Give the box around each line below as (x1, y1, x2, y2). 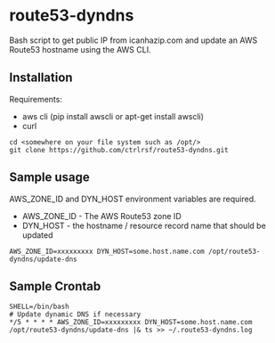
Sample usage (9, 170, 91, 185)
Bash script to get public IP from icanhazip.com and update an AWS (9, 35, 258, 45)
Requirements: (9, 94, 62, 104)
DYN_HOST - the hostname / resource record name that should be (21, 220, 267, 231)
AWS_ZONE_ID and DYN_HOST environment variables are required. (9, 193, 256, 204)
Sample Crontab (9, 278, 101, 294)
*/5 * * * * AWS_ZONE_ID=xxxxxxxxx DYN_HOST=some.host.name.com (9, 318, 253, 327)
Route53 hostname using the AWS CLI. (9, 44, 151, 54)
